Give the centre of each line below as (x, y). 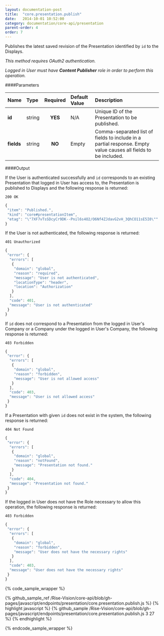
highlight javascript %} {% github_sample (47, 608)
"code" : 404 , (23, 479)
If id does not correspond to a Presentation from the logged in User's (75, 324)
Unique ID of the (114, 111)
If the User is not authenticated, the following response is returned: (72, 233)
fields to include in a (118, 138)
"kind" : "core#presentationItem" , (42, 215)
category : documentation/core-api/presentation (54, 23)
